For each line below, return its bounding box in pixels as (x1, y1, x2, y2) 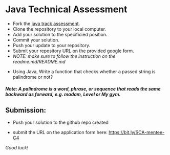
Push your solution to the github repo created (12, 119, 109, 126)
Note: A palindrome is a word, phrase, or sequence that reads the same (5, 85, 161, 92)
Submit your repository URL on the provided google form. (12, 48, 134, 54)
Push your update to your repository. (12, 42, 91, 48)
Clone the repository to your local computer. (12, 26, 107, 32)
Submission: (5, 106, 47, 115)
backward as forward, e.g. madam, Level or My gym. (5, 91, 121, 97)
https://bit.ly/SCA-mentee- (108, 129, 165, 136)
